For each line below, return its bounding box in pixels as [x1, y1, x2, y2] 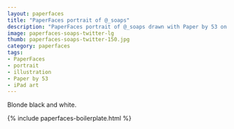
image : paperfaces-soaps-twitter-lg [7, 29, 114, 37]
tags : [7, 50, 23, 56]
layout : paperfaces [7, 10, 64, 17]
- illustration [7, 68, 52, 75]
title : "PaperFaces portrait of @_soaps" [7, 17, 130, 24]
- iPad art [7, 82, 39, 89]
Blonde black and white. [7, 100, 77, 109]
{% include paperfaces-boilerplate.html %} [7, 114, 132, 123]
